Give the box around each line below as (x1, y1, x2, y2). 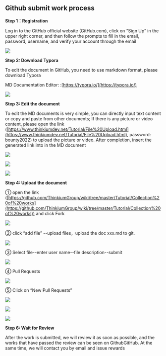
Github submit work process (5, 4, 95, 12)
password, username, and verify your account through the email (5, 38, 136, 44)
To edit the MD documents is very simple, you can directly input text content (5, 110, 161, 116)
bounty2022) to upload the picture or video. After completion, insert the (5, 137, 152, 143)
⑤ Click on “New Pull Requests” (5, 287, 72, 293)
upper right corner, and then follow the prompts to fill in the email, (5, 33, 140, 39)
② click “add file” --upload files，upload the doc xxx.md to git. (5, 230, 135, 236)
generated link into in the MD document (5, 142, 86, 148)
